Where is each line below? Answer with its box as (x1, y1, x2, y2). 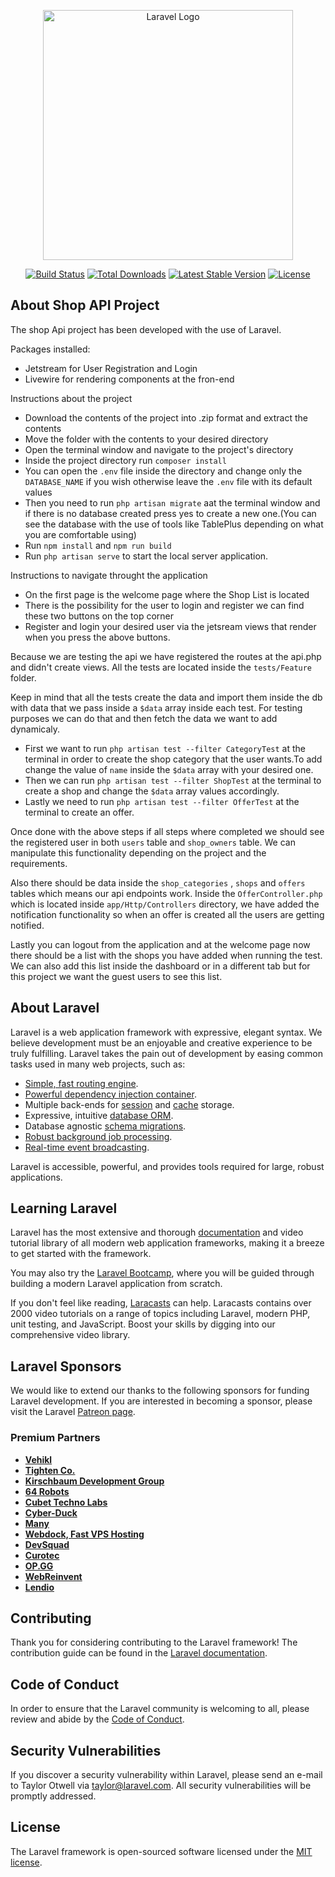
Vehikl (24, 1453, 53, 1465)
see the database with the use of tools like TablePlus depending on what (24, 518, 324, 530)
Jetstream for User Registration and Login (24, 362, 198, 374)
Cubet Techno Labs (24, 1496, 108, 1508)
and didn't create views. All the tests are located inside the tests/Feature (10, 661, 313, 673)
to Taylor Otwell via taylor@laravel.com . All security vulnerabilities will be (10, 1779, 312, 1791)
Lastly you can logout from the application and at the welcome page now (10, 938, 311, 950)
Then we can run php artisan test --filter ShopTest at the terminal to (24, 774, 322, 786)
